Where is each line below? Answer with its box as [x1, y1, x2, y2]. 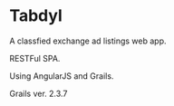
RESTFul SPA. [9, 53, 61, 63]
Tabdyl [9, 5, 63, 26]
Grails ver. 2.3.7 [9, 88, 68, 99]
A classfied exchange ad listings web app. [9, 35, 167, 46]
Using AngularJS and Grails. [9, 70, 114, 82]
